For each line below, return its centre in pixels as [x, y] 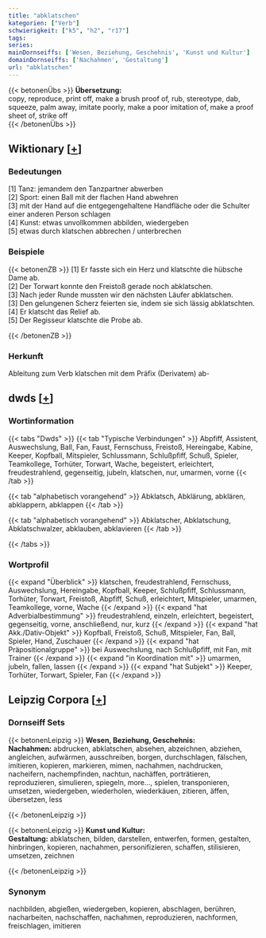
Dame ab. [24, 277]
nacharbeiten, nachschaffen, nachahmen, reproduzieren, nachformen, [123, 917]
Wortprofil [29, 565]
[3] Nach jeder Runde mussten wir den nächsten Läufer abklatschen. [121, 295]
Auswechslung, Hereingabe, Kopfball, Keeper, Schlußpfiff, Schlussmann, [127, 591]
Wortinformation [41, 421]
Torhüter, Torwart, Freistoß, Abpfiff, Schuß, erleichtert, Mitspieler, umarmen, [133, 599]
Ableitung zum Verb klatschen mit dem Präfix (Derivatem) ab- [109, 373]
